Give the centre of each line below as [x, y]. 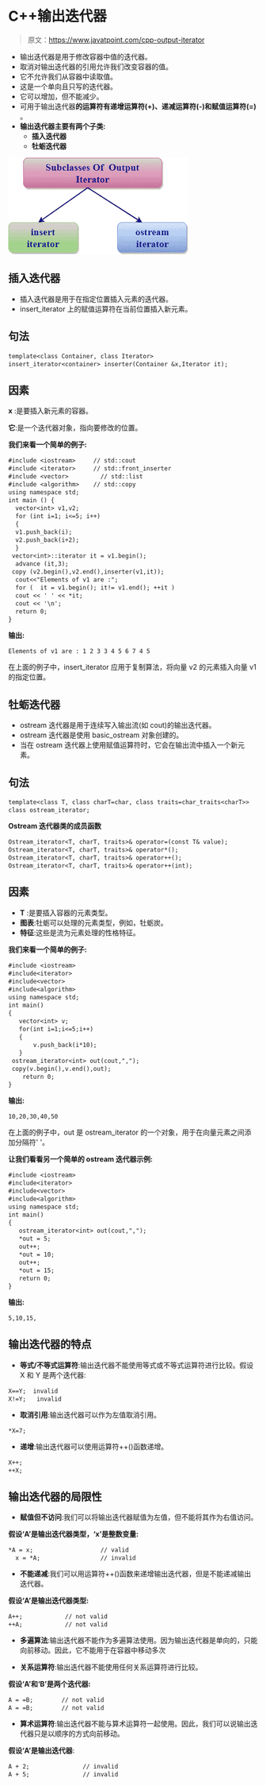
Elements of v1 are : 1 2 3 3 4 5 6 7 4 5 [79, 651]
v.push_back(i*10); [65, 1045]
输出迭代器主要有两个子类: [63, 126]
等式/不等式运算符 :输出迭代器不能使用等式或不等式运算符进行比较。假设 [137, 1365]
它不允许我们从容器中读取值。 [68, 76]
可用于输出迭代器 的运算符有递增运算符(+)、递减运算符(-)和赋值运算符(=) [138, 106]
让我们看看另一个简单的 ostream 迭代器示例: [80, 1159]
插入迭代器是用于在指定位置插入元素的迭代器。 [96, 299]
